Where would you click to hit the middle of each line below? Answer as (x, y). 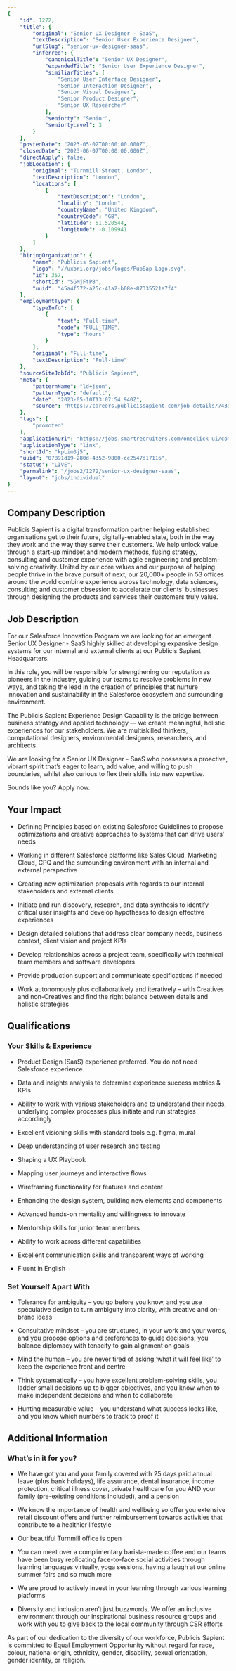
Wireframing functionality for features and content (90, 1187)
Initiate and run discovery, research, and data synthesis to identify (113, 905)
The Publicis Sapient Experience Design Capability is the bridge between (113, 716)
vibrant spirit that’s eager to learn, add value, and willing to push (100, 766)
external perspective (47, 870)
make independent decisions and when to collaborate (95, 1395)
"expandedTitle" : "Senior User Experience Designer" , (125, 66)
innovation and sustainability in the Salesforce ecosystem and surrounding (115, 695)
